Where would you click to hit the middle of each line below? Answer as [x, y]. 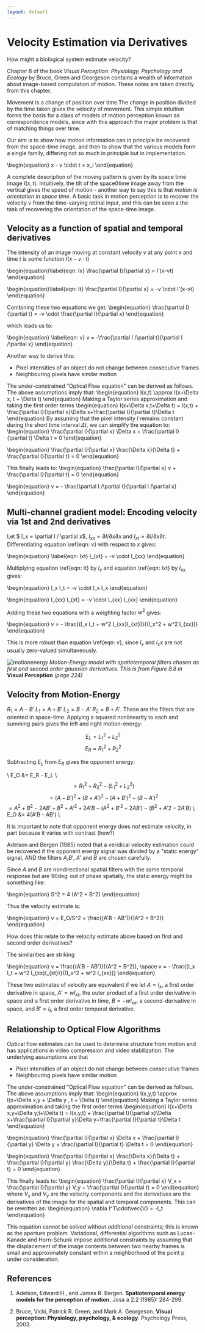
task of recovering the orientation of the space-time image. [81, 209]
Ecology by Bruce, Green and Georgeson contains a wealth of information [100, 78]
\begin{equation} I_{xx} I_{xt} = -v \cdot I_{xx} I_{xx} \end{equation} [92, 600]
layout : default [27, 12]
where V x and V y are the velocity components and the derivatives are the [99, 1195]
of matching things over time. [44, 128]
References [29, 1278]
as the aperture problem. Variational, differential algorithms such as [92, 1233]
